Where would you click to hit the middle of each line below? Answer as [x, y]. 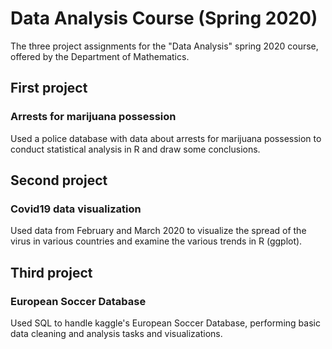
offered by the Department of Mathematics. [100, 56]
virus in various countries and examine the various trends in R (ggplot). [156, 241]
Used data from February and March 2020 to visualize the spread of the [158, 231]
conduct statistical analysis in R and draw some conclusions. [135, 149]
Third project [51, 272]
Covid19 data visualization [76, 209]
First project [49, 88]
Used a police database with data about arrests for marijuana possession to [166, 138]
